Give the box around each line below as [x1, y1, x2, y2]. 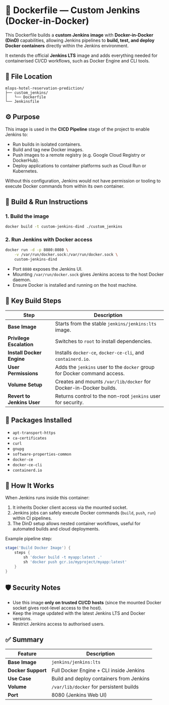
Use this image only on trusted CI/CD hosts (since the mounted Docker [12, 599, 162, 605]
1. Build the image [5, 213, 49, 220]
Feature [17, 650, 37, 657]
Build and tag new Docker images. [12, 146, 84, 153]
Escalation [8, 341, 34, 348]
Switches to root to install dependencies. [55, 338, 152, 345]
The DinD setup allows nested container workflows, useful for [12, 521, 141, 527]
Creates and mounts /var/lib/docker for [55, 378, 151, 385]
